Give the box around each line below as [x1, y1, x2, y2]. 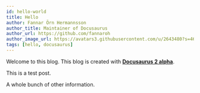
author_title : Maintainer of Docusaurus [6, 25, 108, 31]
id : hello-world [6, 8, 46, 15]
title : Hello [6, 14, 39, 20]
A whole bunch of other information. [6, 81, 95, 88]
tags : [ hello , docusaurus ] [6, 42, 73, 48]
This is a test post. [6, 69, 52, 76]
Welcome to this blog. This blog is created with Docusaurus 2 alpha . [6, 57, 174, 65]
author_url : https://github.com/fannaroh [6, 31, 111, 37]
